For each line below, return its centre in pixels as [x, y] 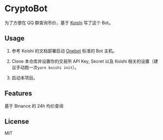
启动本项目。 [24, 78]
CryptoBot [26, 9]
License [17, 121]
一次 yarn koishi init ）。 [54, 67]
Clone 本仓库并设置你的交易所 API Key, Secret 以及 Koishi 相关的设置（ [83, 61]
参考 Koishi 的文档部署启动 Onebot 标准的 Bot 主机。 [64, 51]
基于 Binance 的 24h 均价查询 [34, 106]
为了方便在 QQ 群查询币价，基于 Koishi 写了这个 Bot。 [59, 23]
